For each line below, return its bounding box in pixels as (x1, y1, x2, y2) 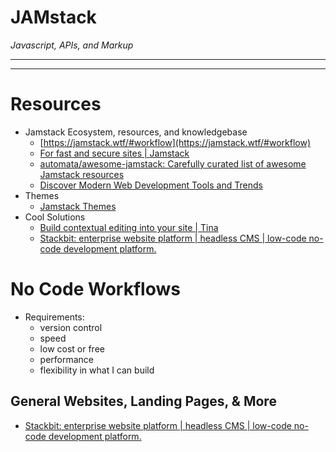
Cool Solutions (24, 211, 86, 223)
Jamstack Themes (39, 200, 117, 212)
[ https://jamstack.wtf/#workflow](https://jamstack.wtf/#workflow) (39, 136, 311, 148)
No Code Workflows (10, 278, 181, 301)
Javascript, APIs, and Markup (10, 39, 134, 51)
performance (39, 353, 95, 365)
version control (39, 321, 103, 333)
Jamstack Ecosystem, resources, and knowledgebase (24, 126, 248, 138)
